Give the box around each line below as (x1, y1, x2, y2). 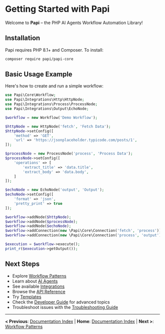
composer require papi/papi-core (5, 56, 74, 61)
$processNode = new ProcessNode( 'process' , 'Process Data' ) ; (5, 151, 133, 156)
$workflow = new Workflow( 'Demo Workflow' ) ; (5, 115, 98, 120)
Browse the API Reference (12, 288, 65, 294)
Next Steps (5, 260, 40, 268)
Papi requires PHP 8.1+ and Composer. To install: (5, 47, 104, 53)
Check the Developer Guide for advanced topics (12, 299, 110, 305)
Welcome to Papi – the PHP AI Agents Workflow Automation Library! (5, 20, 143, 26)
